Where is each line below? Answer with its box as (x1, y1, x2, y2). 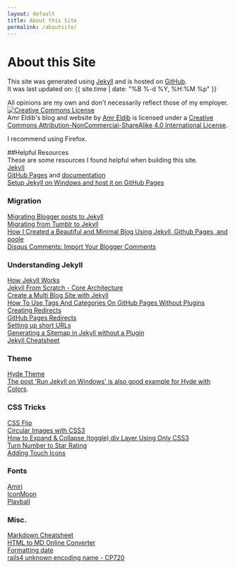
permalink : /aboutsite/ (7, 23, 78, 30)
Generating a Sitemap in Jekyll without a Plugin (7, 328, 145, 336)
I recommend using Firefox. (7, 135, 87, 143)
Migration (7, 196, 42, 206)
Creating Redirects (7, 305, 62, 315)
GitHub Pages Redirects (7, 313, 77, 322)
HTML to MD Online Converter (7, 539, 96, 547)
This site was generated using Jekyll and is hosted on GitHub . (7, 77, 187, 86)
